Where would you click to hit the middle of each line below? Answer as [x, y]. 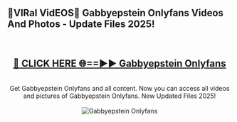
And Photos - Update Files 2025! [81, 24]
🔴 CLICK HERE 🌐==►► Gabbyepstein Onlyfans [120, 63]
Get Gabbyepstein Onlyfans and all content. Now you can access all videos [120, 88]
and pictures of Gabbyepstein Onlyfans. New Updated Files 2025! [120, 96]
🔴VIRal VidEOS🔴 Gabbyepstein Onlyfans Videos [116, 13]
